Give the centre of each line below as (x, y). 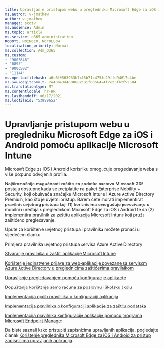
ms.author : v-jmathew (27, 14)
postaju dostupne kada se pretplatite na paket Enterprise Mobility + (73, 189)
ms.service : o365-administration (39, 37)
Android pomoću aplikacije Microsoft (82, 145)
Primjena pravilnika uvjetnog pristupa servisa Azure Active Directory (74, 244)
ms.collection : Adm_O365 (30, 50)
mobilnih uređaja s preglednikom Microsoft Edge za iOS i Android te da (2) (80, 210)
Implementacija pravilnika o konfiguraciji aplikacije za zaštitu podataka (76, 306)
